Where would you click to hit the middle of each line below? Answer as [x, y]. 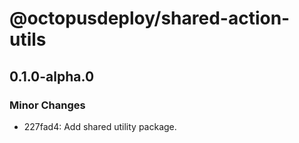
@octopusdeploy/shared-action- [150, 18]
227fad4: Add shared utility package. [100, 126]
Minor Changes [47, 105]
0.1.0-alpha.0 [52, 76]
